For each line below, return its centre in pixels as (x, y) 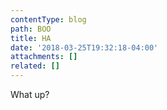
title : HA (31, 38)
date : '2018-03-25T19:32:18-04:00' (84, 47)
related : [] (35, 66)
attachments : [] (44, 57)
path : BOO (31, 29)
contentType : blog (48, 19)
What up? (30, 94)
